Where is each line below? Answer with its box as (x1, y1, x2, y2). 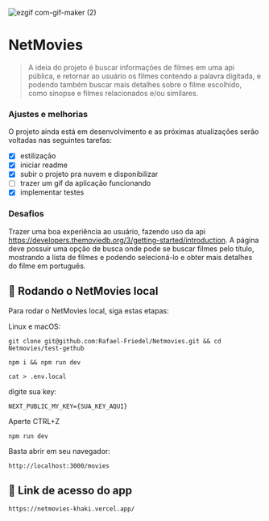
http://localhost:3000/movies (8, 461, 110, 470)
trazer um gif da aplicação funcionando (19, 179, 151, 188)
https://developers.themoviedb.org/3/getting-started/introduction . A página (8, 235, 259, 245)
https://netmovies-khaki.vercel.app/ (8, 505, 135, 513)
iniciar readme (19, 160, 68, 170)
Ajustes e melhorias (8, 108, 89, 120)
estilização (19, 151, 56, 161)
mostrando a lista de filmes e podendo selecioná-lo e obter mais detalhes (8, 252, 253, 262)
